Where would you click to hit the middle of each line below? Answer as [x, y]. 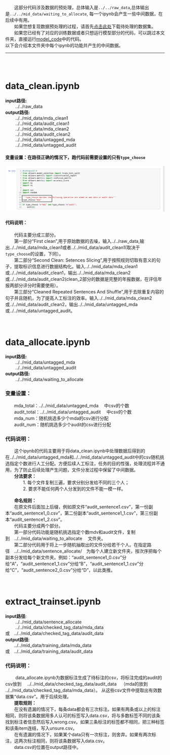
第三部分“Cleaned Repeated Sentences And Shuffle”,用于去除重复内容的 [89, 291]
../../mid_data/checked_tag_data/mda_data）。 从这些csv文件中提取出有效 [81, 690]
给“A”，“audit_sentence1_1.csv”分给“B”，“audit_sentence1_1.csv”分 [74, 564]
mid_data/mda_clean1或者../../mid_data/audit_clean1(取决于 [79, 247]
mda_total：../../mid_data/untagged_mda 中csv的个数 [72, 405]
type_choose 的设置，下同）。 [34, 254]
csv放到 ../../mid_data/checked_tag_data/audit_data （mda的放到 [77, 684]
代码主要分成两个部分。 [39, 526]
